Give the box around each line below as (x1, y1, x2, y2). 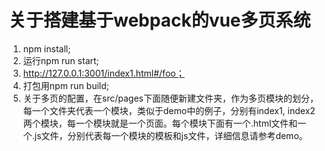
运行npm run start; (22, 54, 100, 66)
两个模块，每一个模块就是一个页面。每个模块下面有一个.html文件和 (22, 117, 298, 129)
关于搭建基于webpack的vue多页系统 (8, 9, 311, 32)
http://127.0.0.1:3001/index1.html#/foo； (22, 67, 185, 79)
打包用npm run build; (22, 79, 110, 91)
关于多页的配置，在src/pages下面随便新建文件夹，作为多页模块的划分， (22, 92, 319, 104)
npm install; (22, 42, 71, 55)
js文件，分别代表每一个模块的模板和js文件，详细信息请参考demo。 (34, 129, 308, 141)
